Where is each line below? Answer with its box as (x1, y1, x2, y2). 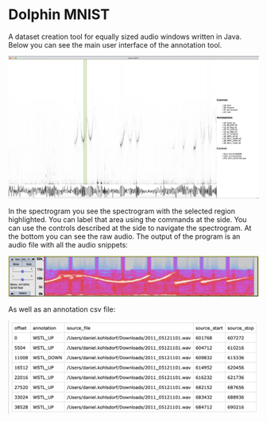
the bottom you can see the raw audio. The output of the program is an (8, 232, 241, 241)
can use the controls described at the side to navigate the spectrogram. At (8, 223, 252, 232)
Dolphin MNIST (8, 6, 110, 24)
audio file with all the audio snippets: (8, 240, 129, 249)
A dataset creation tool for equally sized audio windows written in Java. (8, 32, 242, 41)
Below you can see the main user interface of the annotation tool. (8, 40, 222, 49)
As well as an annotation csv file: (8, 304, 116, 314)
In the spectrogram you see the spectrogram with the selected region (8, 206, 236, 216)
